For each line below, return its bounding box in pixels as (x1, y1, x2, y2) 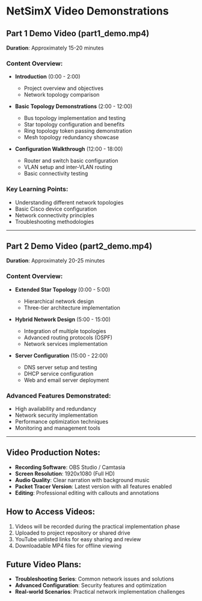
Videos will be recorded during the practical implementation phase (14, 523, 180, 530)
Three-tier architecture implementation (23, 304, 120, 311)
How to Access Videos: (6, 507, 96, 517)
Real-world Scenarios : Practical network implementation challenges (14, 588, 185, 596)
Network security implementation (14, 412, 98, 419)
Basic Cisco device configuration (14, 205, 97, 212)
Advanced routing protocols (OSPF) (23, 334, 113, 341)
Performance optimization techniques (14, 418, 109, 425)
